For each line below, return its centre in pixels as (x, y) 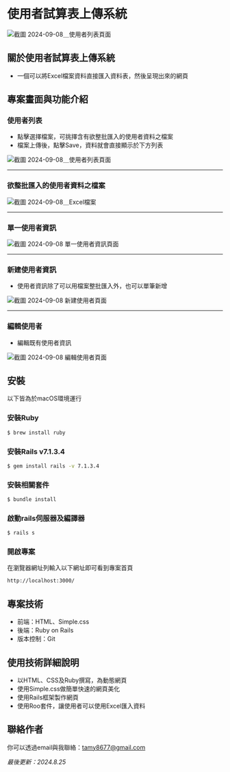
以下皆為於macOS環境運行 (44, 398)
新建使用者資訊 (32, 270)
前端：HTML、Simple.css (53, 622)
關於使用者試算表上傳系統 (61, 58)
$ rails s (21, 533)
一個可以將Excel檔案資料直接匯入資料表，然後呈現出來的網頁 (103, 75)
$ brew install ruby (37, 433)
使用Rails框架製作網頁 (48, 697)
